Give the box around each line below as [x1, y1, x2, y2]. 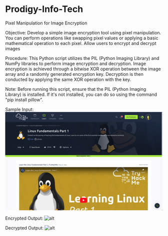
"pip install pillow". [5, 96, 43, 103]
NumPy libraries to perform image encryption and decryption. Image [5, 60, 146, 66]
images [5, 45, 20, 51]
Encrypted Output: [5, 215, 43, 221]
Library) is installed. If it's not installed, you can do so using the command [5, 91, 157, 97]
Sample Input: [5, 106, 34, 112]
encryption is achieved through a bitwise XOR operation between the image [5, 66, 161, 72]
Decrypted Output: [5, 225, 44, 231]
